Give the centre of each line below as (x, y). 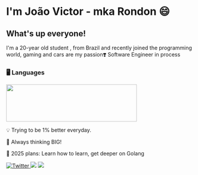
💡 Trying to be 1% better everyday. (49, 130)
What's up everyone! (46, 34)
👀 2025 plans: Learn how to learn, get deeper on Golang (75, 154)
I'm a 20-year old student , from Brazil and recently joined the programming (99, 48)
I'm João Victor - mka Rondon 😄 (88, 12)
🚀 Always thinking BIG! (34, 142)
